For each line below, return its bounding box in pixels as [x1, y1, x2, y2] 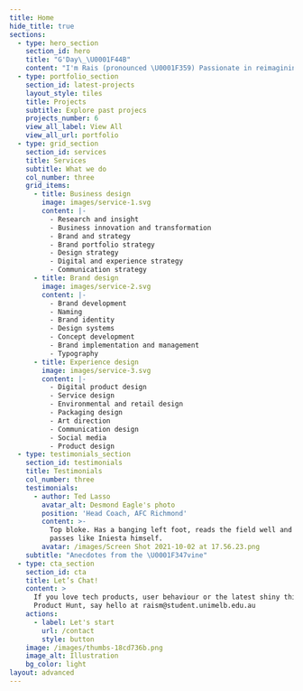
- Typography [49, 349, 99, 358]
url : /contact [41, 626, 95, 635]
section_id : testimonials [25, 458, 124, 468]
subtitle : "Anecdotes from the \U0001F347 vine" [25, 550, 207, 560]
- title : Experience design [32, 358, 140, 367]
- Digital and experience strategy [49, 257, 183, 266]
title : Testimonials [25, 467, 103, 476]
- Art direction [49, 416, 111, 425]
